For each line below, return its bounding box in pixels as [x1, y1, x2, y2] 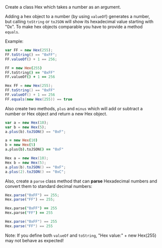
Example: [5, 38, 24, 44]
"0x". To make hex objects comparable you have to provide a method [5, 24, 143, 30]
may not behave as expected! [5, 237, 64, 243]
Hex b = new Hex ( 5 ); [5, 160, 47, 165]
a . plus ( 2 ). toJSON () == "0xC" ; [5, 169, 66, 174]
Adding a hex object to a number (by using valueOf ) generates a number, [5, 14, 150, 19]
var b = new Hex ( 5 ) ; [5, 125, 47, 130]
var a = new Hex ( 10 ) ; [5, 120, 49, 125]
